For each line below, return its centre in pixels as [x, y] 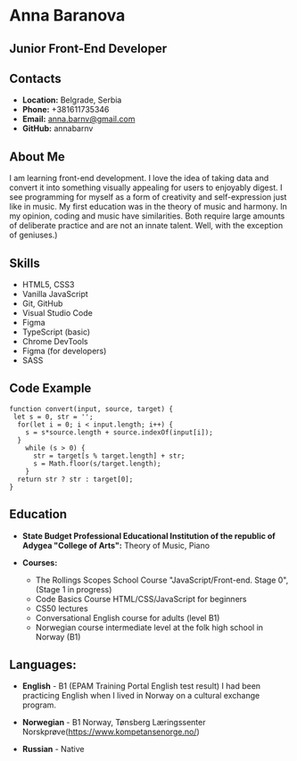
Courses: [40, 562]
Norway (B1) [58, 637]
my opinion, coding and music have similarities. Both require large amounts [147, 216]
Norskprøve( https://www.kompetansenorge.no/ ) [111, 732]
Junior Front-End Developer [88, 49]
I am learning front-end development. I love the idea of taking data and [139, 178]
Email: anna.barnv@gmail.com [78, 119]
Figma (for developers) [64, 351]
